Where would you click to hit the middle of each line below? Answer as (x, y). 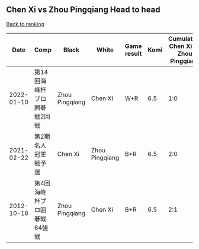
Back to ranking (25, 24)
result (133, 53)
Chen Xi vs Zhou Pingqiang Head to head (84, 10)
